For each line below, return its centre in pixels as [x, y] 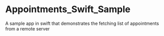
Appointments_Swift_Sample [68, 9]
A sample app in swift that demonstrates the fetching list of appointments [82, 23]
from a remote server [28, 28]
